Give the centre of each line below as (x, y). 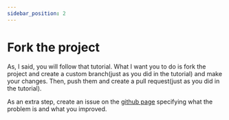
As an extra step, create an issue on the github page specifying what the (110, 101)
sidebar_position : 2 (37, 13)
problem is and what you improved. (57, 109)
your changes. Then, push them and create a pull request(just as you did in (113, 81)
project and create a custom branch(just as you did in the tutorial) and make (115, 73)
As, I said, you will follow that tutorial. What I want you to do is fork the (107, 67)
